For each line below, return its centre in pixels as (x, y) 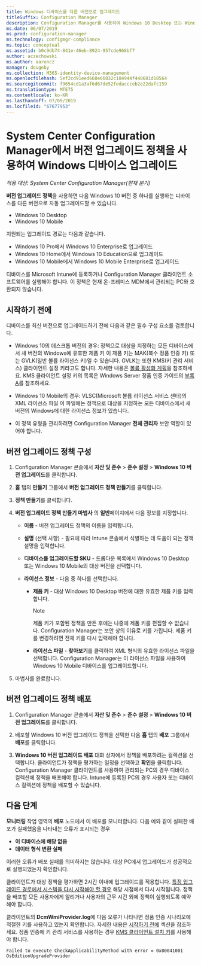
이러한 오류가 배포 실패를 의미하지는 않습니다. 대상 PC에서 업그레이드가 (89, 862)
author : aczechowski (32, 56)
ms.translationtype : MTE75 (40, 90)
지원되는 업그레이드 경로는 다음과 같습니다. (56, 234)
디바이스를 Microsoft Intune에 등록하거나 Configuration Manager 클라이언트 (97, 274)
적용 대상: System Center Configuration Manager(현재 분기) (78, 183)
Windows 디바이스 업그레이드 (107, 165)
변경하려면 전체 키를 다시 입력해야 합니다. (87, 638)
